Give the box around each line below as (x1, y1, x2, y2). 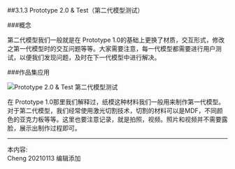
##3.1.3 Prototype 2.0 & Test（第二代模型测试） (7, 6, 144, 14)
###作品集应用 (7, 68, 50, 76)
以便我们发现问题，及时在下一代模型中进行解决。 (19, 53, 161, 61)
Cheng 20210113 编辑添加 (7, 154, 81, 162)
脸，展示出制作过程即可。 (7, 124, 81, 132)
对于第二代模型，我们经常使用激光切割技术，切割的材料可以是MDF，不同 (7, 107, 218, 115)
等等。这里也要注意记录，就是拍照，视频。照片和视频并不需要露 (43, 115, 228, 124)
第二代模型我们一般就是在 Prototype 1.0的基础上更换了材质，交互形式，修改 (7, 36, 225, 44)
